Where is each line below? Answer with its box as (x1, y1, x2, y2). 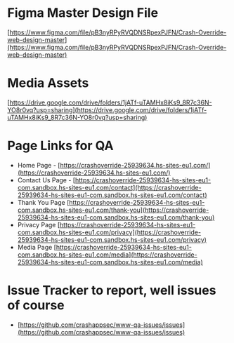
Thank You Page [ (17, 198, 70, 206)
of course (7, 297, 65, 313)
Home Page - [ (17, 161, 60, 169)
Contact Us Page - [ (17, 175, 76, 184)
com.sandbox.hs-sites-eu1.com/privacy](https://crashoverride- (17, 228, 202, 236)
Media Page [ (17, 243, 56, 251)
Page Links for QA (7, 138, 114, 154)
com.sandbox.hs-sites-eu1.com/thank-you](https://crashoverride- (17, 206, 209, 214)
